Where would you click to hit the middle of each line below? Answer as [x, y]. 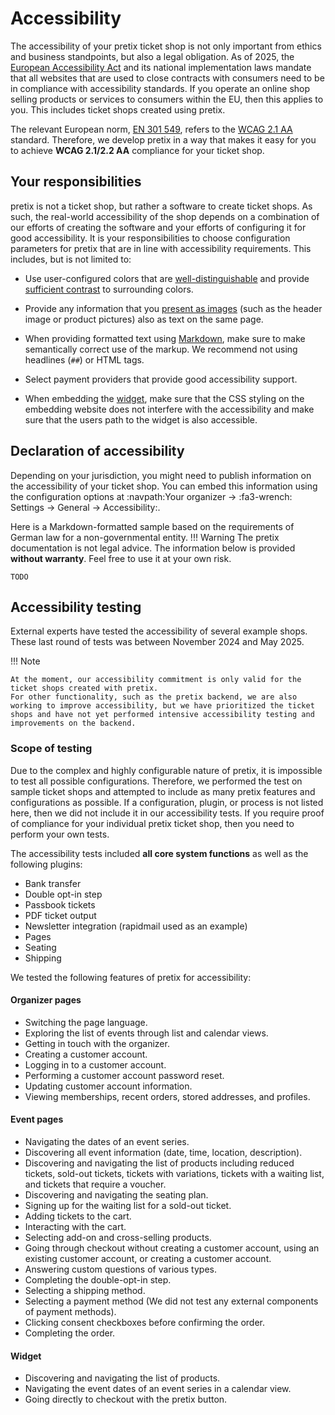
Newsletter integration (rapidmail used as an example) [136, 926]
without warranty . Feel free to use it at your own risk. [121, 558]
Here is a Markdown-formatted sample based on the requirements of [152, 526]
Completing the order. [70, 1333]
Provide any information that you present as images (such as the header [173, 308]
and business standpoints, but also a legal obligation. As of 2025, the [152, 56]
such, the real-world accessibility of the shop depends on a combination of [165, 216]
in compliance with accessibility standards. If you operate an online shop [160, 88]
